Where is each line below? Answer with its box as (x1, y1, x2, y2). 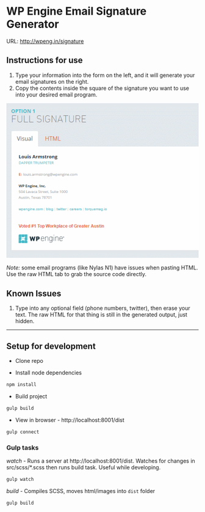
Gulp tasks (6, 443, 39, 452)
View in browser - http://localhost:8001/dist (15, 416, 125, 423)
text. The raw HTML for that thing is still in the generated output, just (15, 311, 188, 318)
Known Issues (6, 288, 62, 299)
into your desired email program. (15, 90, 98, 98)
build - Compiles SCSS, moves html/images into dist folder (6, 487, 156, 494)
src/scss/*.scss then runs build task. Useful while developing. (6, 463, 161, 471)
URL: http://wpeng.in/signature (6, 37, 84, 45)
